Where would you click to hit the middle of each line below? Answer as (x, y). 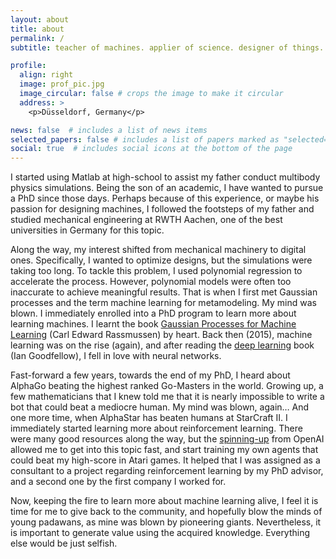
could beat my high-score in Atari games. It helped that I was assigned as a (165, 460)
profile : (28, 66)
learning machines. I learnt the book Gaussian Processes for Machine (153, 324)
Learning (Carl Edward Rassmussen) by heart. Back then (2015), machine (161, 335)
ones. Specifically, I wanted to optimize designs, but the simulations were (161, 260)
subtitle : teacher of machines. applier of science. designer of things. (167, 47)
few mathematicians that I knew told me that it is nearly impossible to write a (167, 397)
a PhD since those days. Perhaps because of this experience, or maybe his (165, 198)
